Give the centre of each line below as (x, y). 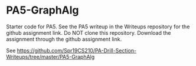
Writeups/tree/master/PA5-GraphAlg (50, 57)
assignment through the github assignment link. (64, 39)
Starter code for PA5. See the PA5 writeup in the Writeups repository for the (98, 27)
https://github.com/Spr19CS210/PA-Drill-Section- (77, 50)
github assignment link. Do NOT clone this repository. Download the (89, 32)
